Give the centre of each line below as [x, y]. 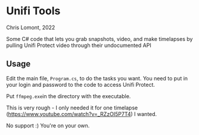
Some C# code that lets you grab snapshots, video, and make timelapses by [99, 39]
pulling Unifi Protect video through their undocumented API [79, 45]
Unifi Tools [33, 11]
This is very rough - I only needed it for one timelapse [72, 108]
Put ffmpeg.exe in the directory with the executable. [69, 96]
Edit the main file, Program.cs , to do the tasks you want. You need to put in [97, 78]
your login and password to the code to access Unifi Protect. [81, 84]
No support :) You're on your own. [48, 125]
